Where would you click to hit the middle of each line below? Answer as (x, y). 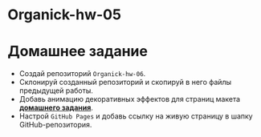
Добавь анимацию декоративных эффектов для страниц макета (130, 99)
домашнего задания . (56, 108)
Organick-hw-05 (65, 15)
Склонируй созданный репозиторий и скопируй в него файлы (125, 83)
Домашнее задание (77, 52)
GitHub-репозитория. (55, 125)
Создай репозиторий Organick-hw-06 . (82, 74)
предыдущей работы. (56, 91)
